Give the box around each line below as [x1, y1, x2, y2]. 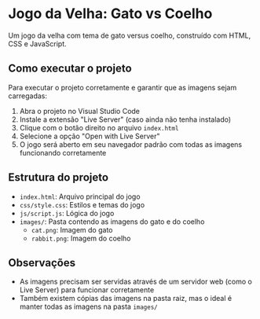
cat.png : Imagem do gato [31, 225, 113, 234]
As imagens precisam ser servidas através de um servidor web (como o [19, 277, 253, 287]
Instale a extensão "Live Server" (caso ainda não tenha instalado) [19, 115, 232, 124]
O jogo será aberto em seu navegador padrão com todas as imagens [19, 139, 242, 149]
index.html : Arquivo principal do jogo [19, 192, 141, 201]
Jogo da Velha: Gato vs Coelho [8, 5, 213, 23]
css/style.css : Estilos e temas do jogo [19, 200, 145, 209]
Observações [8, 256, 76, 269]
